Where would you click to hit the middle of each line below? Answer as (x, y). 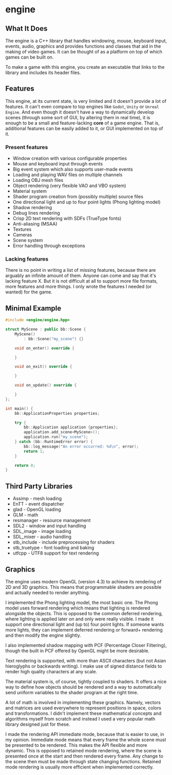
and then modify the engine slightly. (43, 635)
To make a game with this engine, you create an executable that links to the (85, 67)
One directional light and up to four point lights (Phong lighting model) (87, 202)
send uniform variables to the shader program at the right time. (72, 692)
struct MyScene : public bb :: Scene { (46, 329)
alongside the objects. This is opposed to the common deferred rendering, (84, 613)
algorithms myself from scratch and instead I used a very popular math (80, 718)
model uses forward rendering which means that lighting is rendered (78, 608)
